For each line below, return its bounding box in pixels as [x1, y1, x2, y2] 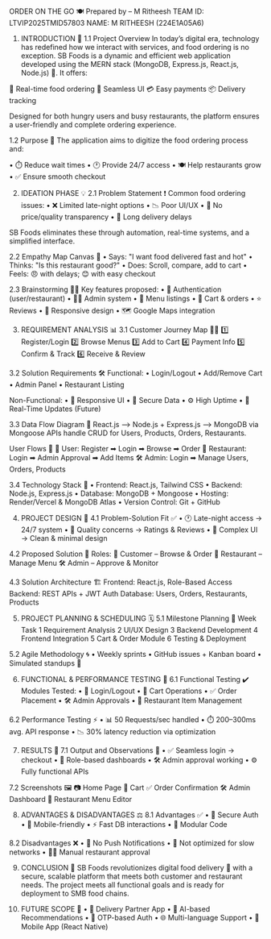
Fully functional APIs [20, 767, 89, 776]
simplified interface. [9, 236, 76, 246]
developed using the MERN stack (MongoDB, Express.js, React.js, [20, 60, 240, 69]
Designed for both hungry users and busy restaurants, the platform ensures [9, 111, 260, 121]
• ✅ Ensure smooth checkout [9, 172, 106, 181]
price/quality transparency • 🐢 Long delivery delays [20, 212, 192, 222]
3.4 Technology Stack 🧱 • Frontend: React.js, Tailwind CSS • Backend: [9, 480, 243, 489]
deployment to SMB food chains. [20, 889, 129, 898]
